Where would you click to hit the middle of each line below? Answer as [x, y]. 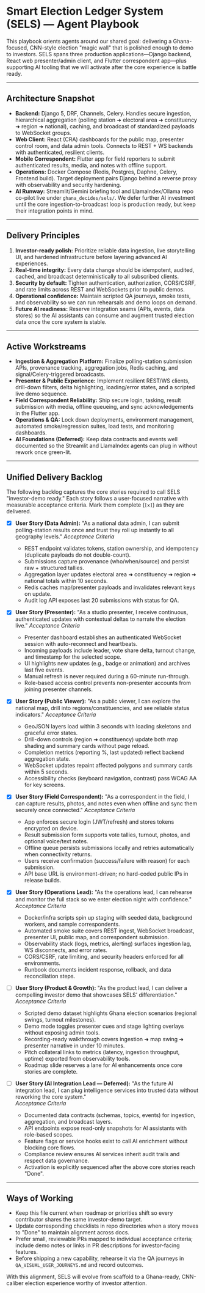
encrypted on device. [51, 829]
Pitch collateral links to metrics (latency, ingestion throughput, [102, 1052]
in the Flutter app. [37, 413]
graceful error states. [51, 733]
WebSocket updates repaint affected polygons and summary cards [109, 766]
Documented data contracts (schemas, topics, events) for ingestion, [110, 1115]
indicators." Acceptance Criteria [56, 715]
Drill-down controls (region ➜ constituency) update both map [101, 739]
